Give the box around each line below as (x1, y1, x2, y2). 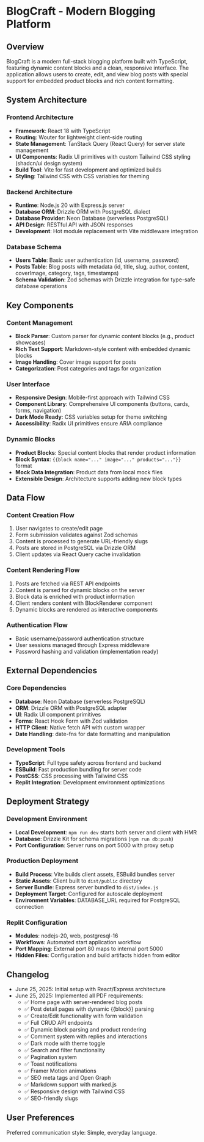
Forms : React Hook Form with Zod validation (15, 717, 128, 725)
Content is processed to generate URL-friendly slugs (15, 538, 148, 545)
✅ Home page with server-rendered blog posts (24, 998, 143, 1005)
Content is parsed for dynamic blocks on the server (15, 586, 145, 593)
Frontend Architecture (6, 113, 74, 121)
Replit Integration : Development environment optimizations (15, 778, 165, 786)
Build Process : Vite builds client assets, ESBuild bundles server (15, 870, 175, 878)
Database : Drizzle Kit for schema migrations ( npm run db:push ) (15, 835, 174, 842)
